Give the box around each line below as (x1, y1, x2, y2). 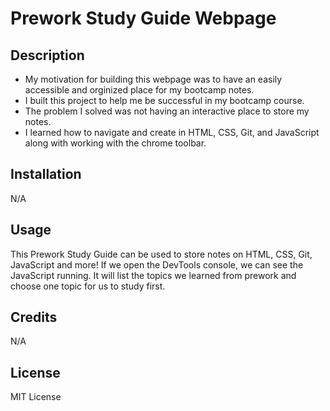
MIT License (10, 391, 62, 403)
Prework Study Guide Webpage (10, 7, 277, 30)
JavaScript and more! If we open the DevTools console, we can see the (10, 258, 304, 271)
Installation (10, 166, 82, 183)
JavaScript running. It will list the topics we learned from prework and (10, 269, 297, 281)
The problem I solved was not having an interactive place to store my (24, 105, 310, 117)
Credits (10, 309, 58, 326)
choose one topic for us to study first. (10, 280, 166, 292)
